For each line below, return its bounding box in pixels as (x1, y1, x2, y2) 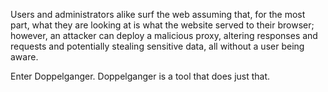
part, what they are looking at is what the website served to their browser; (10, 19, 315, 31)
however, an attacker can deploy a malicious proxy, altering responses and (10, 30, 318, 41)
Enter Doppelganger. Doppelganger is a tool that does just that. (10, 70, 271, 82)
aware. (10, 51, 39, 63)
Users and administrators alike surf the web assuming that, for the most (10, 9, 306, 20)
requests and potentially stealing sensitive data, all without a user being (10, 40, 305, 52)
